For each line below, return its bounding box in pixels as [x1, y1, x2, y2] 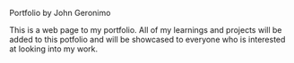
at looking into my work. [9, 43, 99, 54]
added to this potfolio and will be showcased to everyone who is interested [9, 35, 286, 44]
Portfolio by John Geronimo [9, 8, 111, 18]
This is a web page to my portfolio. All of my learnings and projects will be [9, 25, 282, 35]
